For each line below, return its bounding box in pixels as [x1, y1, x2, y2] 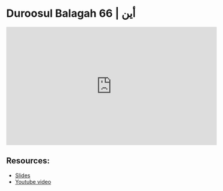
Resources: [6, 156, 50, 166]
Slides [14, 172, 31, 179]
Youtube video [14, 178, 51, 185]
